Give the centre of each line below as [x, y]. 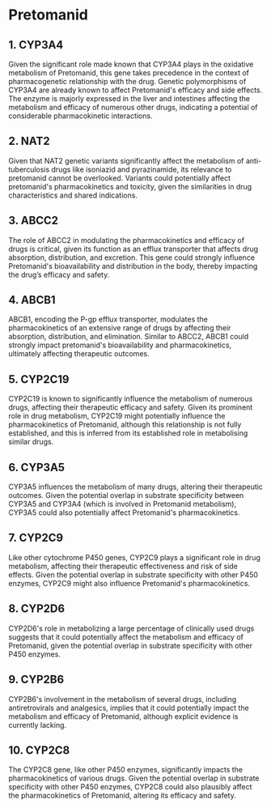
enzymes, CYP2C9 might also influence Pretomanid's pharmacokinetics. [129, 583]
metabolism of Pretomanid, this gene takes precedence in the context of [129, 73]
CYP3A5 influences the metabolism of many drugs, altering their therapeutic [135, 487]
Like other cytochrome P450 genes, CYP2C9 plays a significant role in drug [134, 557]
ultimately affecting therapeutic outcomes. [79, 354]
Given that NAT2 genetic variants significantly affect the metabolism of [126, 160]
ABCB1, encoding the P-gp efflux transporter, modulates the [108, 319]
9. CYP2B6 [36, 680]
